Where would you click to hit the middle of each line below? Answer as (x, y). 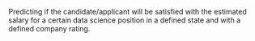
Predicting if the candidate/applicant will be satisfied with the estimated (127, 12)
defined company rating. (49, 29)
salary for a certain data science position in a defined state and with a (125, 20)
